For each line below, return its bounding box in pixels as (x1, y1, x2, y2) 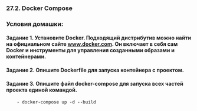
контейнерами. (6, 53, 46, 60)
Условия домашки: (6, 19, 64, 28)
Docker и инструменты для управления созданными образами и (6, 47, 175, 54)
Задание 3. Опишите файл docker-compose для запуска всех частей (6, 80, 184, 87)
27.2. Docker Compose (6, 4, 73, 12)
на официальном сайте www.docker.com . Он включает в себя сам (6, 41, 178, 48)
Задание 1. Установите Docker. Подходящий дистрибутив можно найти (6, 34, 192, 42)
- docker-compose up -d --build (17, 99, 96, 105)
